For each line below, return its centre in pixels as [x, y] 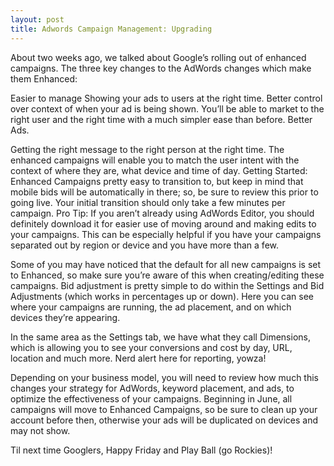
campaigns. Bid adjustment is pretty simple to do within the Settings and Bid [167, 285]
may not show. [40, 430]
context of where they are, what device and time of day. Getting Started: [159, 170]
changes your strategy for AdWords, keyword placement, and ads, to [152, 388]
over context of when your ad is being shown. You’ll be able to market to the [167, 108]
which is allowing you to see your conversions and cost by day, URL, [151, 347]
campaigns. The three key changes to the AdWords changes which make [161, 68]
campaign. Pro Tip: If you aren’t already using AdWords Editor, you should [162, 213]
